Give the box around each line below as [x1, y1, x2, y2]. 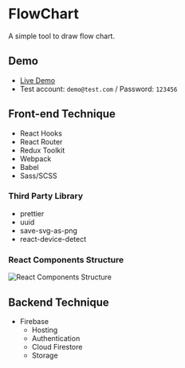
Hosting [31, 325, 58, 334]
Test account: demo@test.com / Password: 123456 [19, 84, 178, 93]
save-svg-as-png [19, 225, 78, 235]
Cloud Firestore [31, 342, 83, 351]
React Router [19, 137, 63, 146]
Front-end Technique [8, 107, 116, 121]
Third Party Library [8, 191, 84, 202]
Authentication [31, 333, 81, 343]
